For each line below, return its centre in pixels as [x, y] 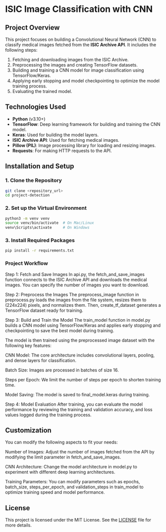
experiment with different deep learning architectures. [60, 472]
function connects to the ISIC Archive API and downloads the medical [76, 279]
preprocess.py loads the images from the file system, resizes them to [76, 300]
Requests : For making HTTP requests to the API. [62, 151]
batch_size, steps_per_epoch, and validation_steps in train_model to [74, 487]
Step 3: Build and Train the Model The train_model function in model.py [78, 320]
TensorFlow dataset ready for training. [44, 310]
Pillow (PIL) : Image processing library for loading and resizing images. [84, 145]
